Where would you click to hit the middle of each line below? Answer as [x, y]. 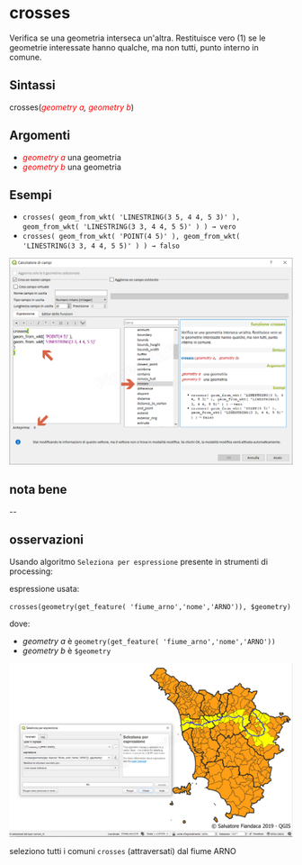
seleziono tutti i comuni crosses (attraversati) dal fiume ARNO [123, 851]
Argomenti [40, 136]
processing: [31, 571]
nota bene [38, 490]
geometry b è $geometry [67, 651]
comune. [26, 57]
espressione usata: [44, 588]
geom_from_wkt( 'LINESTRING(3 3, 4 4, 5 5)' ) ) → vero [129, 227]
